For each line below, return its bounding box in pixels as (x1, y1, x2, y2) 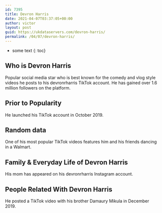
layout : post (5, 25, 32, 30)
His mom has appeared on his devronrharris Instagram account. (5, 171, 133, 177)
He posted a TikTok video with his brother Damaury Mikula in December (5, 198, 149, 204)
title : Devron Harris (5, 12, 49, 17)
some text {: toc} (12, 47, 46, 53)
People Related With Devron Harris (5, 185, 113, 194)
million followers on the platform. (5, 85, 71, 90)
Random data (5, 126, 46, 134)
